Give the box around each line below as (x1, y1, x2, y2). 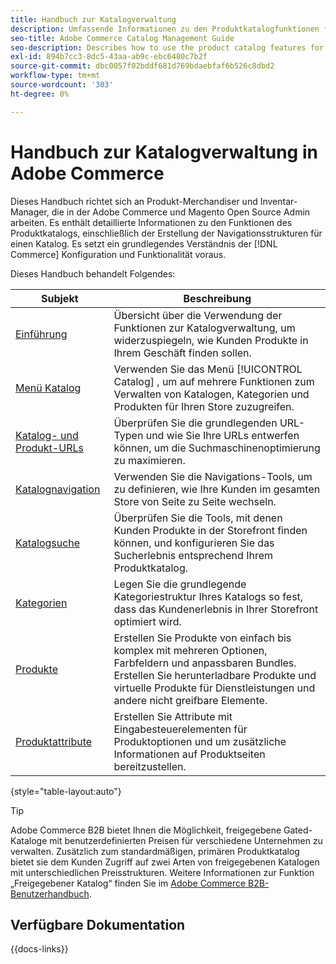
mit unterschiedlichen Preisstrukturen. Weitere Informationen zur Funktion (10, 866, 315, 878)
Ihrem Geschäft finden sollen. (113, 346, 252, 360)
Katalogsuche (15, 536, 81, 550)
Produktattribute (15, 734, 93, 748)
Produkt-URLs (15, 441, 84, 455)
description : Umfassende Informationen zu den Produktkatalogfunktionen (10, 24, 320, 34)
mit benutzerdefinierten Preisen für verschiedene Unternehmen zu (49, 834, 323, 846)
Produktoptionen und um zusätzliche (113, 734, 287, 748)
